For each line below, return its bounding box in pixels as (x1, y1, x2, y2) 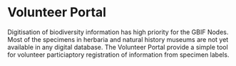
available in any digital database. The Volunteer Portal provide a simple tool (7, 43, 228, 51)
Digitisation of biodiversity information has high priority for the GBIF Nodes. (7, 28, 229, 36)
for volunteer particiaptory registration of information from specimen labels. (7, 50, 230, 59)
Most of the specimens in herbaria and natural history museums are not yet (7, 35, 229, 43)
